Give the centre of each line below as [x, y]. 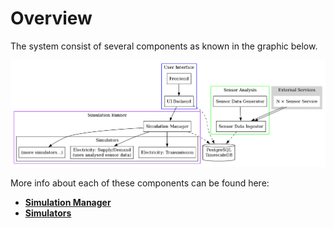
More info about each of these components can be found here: [140, 183]
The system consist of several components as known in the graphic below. [164, 46]
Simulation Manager [68, 202]
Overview [51, 18]
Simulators [48, 213]
